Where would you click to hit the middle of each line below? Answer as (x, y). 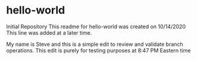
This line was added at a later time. (49, 32)
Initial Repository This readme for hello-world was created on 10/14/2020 (96, 26)
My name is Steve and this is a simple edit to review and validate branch (95, 44)
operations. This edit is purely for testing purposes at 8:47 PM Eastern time (98, 50)
